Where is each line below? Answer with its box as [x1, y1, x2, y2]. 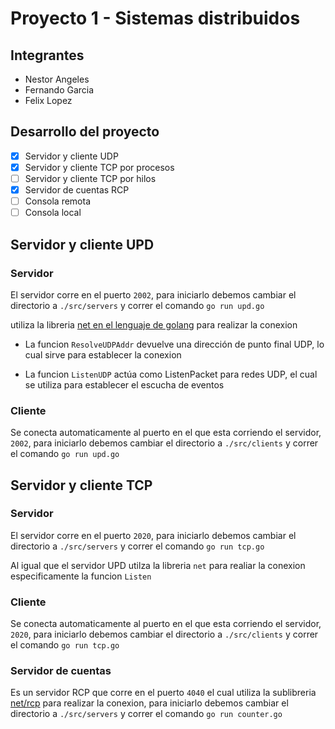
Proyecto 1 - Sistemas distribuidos [10, 7, 301, 30]
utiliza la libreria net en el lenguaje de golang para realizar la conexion [10, 318, 298, 331]
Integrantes [10, 47, 85, 64]
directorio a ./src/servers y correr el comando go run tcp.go [10, 540, 265, 552]
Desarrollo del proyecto [10, 123, 160, 141]
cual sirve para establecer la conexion [24, 348, 182, 361]
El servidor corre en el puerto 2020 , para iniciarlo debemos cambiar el [10, 529, 297, 541]
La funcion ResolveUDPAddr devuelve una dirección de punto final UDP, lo [24, 338, 325, 350]
